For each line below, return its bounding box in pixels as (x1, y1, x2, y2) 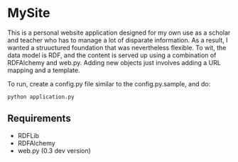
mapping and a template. (7, 66, 80, 74)
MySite (7, 5, 50, 21)
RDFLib (17, 131, 40, 139)
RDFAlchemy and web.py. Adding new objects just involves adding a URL (7, 58, 222, 66)
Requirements (7, 112, 71, 125)
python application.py (7, 93, 75, 100)
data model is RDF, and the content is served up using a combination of (7, 51, 217, 59)
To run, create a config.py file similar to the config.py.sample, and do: (7, 79, 211, 88)
